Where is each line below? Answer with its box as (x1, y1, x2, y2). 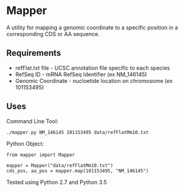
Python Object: (6, 140, 44, 147)
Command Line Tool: (6, 117, 59, 125)
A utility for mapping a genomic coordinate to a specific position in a (6, 24, 178, 31)
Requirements (6, 48, 61, 59)
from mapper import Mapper (6, 152, 75, 158)
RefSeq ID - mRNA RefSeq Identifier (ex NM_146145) (15, 71, 147, 78)
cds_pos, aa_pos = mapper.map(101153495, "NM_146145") (6, 168, 149, 174)
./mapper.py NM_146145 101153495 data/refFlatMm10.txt (6, 129, 149, 135)
